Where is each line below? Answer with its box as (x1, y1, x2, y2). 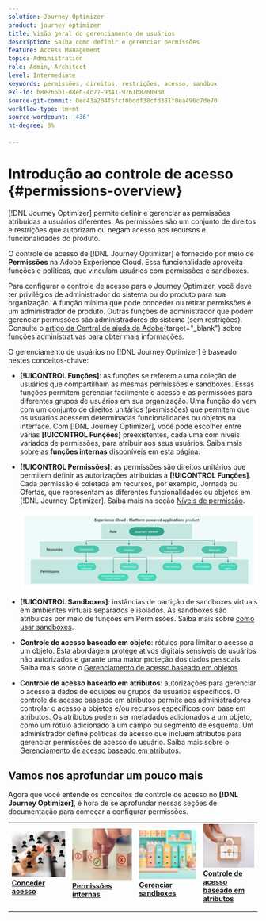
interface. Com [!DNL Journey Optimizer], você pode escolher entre (19, 421, 241, 431)
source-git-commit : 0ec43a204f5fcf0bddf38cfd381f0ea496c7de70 (8, 96, 218, 105)
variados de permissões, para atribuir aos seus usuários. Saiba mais (19, 438, 243, 447)
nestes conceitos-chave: (8, 355, 89, 365)
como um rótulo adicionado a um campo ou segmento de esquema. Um (19, 720, 254, 730)
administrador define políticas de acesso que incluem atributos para (19, 729, 242, 739)
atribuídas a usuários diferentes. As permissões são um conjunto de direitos (8, 217, 256, 226)
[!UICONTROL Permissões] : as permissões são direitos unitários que (19, 462, 246, 471)
